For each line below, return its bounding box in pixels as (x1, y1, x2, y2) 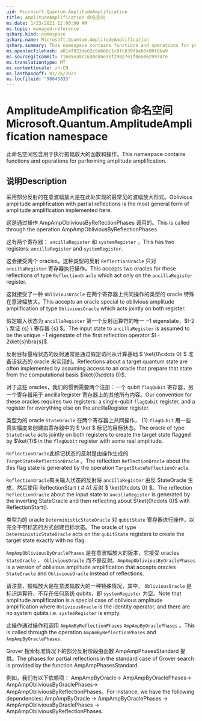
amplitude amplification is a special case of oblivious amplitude (6, 596, 163, 604)
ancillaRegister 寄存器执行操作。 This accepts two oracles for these (6, 264, 176, 272)
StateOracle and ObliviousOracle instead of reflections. (6, 570, 144, 577)
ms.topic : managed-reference (6, 25, 79, 32)
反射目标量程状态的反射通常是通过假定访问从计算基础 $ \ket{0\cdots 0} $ (6, 350, 188, 357)
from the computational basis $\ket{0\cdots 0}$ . (6, 371, 126, 378)
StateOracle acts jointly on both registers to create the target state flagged (6, 431, 191, 438)
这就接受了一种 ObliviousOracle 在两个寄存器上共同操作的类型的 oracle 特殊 (6, 290, 195, 298)
